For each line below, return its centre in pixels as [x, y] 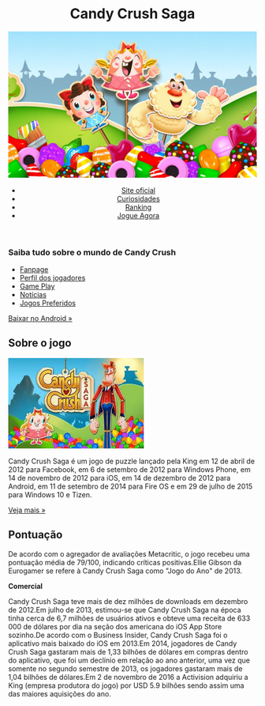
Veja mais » [27, 510]
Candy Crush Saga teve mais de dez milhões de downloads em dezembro [128, 601]
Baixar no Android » [40, 318]
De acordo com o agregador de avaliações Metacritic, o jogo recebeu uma [129, 553]
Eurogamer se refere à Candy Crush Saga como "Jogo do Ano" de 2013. [125, 571]
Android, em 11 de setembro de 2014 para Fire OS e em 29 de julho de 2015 [131, 486]
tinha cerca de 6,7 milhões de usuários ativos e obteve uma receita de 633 [129, 618]
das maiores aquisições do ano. [60, 693]
